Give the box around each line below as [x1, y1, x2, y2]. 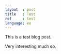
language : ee [5, 20, 31, 26]
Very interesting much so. [5, 43, 57, 49]
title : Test [5, 12, 36, 17]
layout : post [5, 7, 36, 12]
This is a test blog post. [5, 34, 52, 40]
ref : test [5, 16, 36, 21]
